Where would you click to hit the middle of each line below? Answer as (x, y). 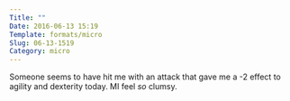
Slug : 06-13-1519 (42, 43)
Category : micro (40, 51)
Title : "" (28, 18)
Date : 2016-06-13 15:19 (54, 26)
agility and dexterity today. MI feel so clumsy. (93, 87)
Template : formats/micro (56, 34)
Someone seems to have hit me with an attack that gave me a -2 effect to (145, 77)
